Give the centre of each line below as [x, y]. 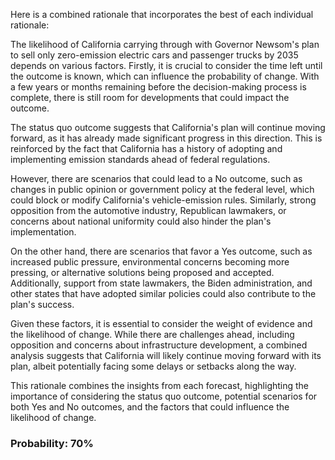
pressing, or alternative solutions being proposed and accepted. [142, 272]
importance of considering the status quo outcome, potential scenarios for [164, 396]
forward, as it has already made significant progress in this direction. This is [166, 138]
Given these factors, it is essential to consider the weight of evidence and [161, 323]
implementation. [43, 232]
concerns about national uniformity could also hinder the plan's [141, 221]
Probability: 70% [52, 443]
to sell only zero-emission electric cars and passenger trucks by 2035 [154, 55]
